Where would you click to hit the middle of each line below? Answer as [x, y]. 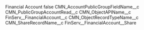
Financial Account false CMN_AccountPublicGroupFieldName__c [72, 7]
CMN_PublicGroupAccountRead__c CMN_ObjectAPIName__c [68, 12]
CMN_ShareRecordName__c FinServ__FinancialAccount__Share [71, 23]
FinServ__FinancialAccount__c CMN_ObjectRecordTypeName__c [72, 17]
